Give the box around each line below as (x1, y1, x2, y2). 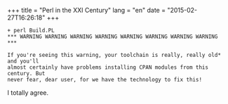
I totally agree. (7, 89, 49, 97)
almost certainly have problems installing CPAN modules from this (7, 64, 209, 71)
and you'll (7, 58, 39, 65)
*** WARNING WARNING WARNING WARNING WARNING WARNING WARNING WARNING (7, 33, 218, 40)
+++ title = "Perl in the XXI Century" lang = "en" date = (7, 6, 166, 14)
